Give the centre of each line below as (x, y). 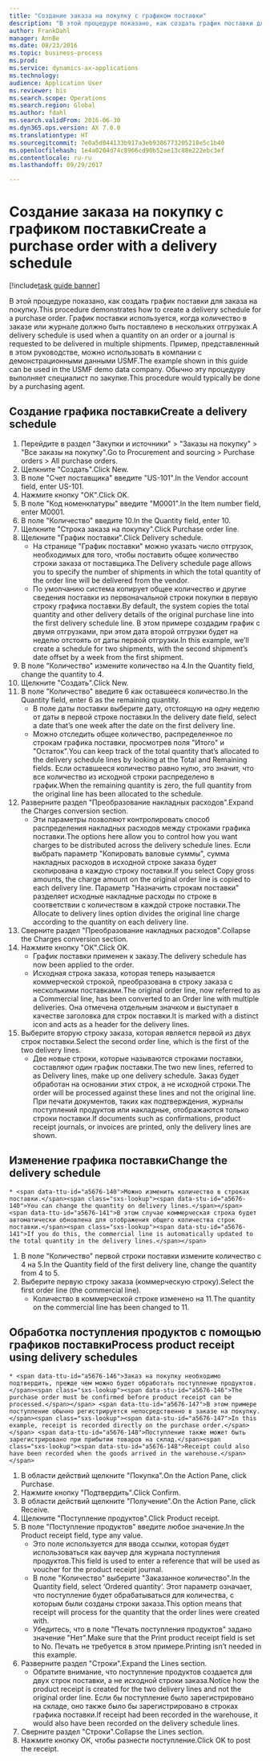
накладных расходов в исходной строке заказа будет (125, 862)
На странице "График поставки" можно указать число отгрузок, (143, 546)
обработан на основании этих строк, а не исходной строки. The (141, 1084)
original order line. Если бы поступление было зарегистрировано (143, 1698)
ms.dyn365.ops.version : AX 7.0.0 (65, 128)
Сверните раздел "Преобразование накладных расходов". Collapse (135, 930)
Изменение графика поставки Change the (118, 1161)
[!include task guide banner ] (55, 285)
